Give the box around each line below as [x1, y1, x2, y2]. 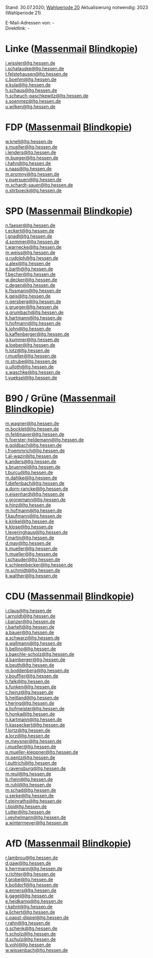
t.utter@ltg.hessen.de [5, 808, 51, 815]
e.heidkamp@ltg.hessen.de [5, 898, 63, 904]
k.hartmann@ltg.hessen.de [5, 314, 62, 321]
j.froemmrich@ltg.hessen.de [5, 448, 65, 454]
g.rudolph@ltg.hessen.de [5, 254, 59, 261]
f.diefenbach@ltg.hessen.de [5, 480, 65, 486]
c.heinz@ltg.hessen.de [5, 689, 54, 695]
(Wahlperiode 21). [5, 10, 42, 16]
